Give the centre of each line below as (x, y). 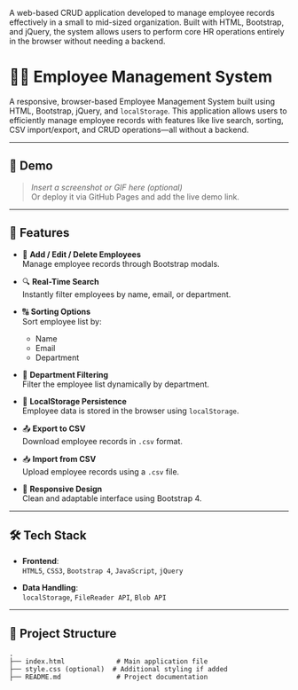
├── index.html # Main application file (109, 662)
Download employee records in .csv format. (102, 441)
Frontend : (40, 561)
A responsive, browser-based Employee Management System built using (142, 101)
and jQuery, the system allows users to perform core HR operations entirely (147, 31)
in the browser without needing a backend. (87, 41)
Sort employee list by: (62, 321)
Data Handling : (50, 588)
